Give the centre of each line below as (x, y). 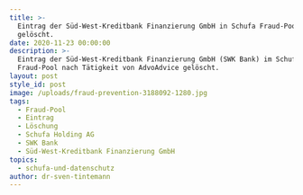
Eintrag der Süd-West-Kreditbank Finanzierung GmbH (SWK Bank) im (145, 59)
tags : (19, 101)
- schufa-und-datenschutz (66, 168)
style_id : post (38, 84)
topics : (24, 160)
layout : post (34, 76)
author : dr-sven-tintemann (60, 176)
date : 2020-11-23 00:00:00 (60, 43)
